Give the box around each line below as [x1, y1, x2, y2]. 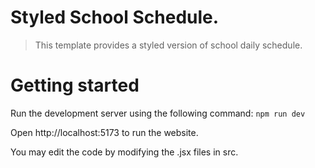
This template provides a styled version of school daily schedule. [34, 39, 303, 51]
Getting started [10, 74, 140, 97]
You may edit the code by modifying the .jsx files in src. [10, 146, 239, 158]
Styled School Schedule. [10, 6, 220, 29]
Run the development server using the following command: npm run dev [10, 107, 306, 119]
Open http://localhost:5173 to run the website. [10, 126, 199, 138]
